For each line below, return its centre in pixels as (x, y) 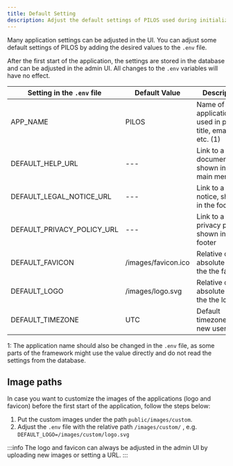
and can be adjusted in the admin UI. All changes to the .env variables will (113, 68)
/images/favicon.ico (157, 263)
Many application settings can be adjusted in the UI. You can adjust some (112, 40)
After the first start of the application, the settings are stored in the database (116, 60)
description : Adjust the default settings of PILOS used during (102, 20)
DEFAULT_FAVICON (42, 263)
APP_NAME (29, 122)
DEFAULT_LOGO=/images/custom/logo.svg (73, 435)
